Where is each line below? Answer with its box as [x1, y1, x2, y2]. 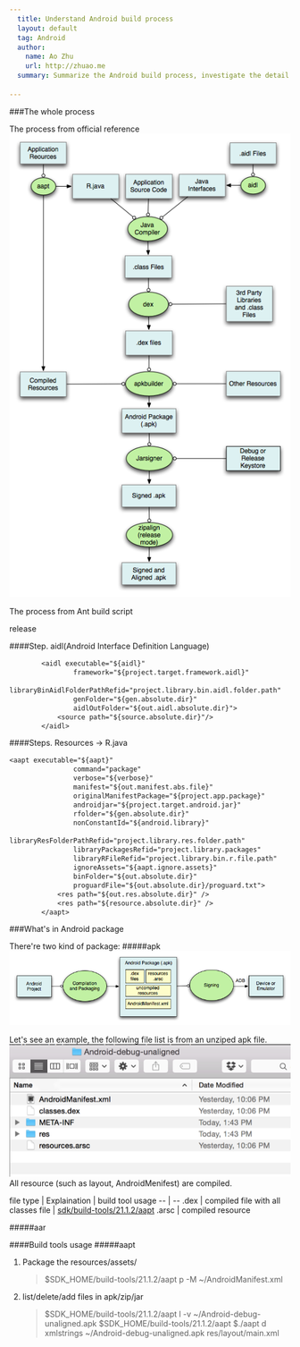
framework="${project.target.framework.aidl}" [72, 668, 250, 677]
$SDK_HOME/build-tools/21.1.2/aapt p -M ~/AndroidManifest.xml [44, 1274, 283, 1284]
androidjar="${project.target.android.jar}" [72, 801, 242, 809]
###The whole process [9, 106, 96, 116]
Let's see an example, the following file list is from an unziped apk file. [9, 1034, 268, 1045]
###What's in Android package [9, 924, 124, 935]
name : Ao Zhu [25, 52, 74, 62]
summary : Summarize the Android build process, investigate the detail [17, 72, 290, 80]
